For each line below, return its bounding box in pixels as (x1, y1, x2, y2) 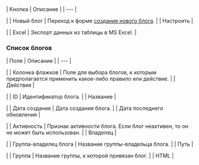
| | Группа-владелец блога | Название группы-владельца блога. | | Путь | (6, 140, 194, 148)
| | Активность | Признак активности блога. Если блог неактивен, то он (6, 123, 189, 130)
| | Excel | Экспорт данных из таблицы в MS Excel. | (6, 29, 137, 36)
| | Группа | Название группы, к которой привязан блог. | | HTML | (6, 152, 174, 160)
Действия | (6, 81, 35, 89)
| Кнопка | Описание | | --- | (6, 6, 77, 13)
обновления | (6, 111, 41, 118)
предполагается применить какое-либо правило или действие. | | (6, 75, 176, 82)
